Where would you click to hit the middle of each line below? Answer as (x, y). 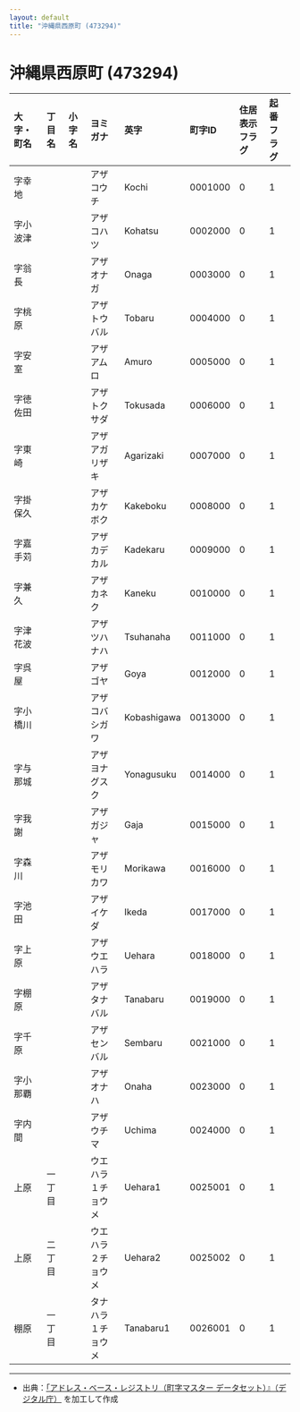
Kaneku (140, 593)
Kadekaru (145, 549)
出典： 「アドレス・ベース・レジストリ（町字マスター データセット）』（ (150, 1388)
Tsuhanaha (148, 637)
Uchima (141, 1130)
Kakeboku (146, 506)
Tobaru (139, 319)
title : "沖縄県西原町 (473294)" (66, 26)
